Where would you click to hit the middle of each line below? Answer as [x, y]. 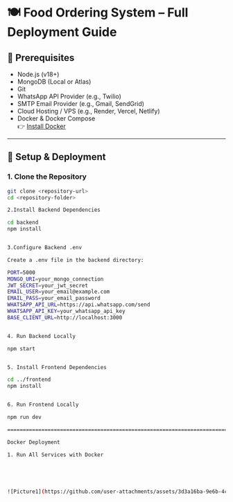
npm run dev [24, 418]
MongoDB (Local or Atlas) [54, 82]
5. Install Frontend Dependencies [57, 367]
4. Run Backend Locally [42, 336]
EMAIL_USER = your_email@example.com [59, 292]
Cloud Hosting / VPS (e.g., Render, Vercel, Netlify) [89, 111]
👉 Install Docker [41, 126]
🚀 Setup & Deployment [57, 157]
